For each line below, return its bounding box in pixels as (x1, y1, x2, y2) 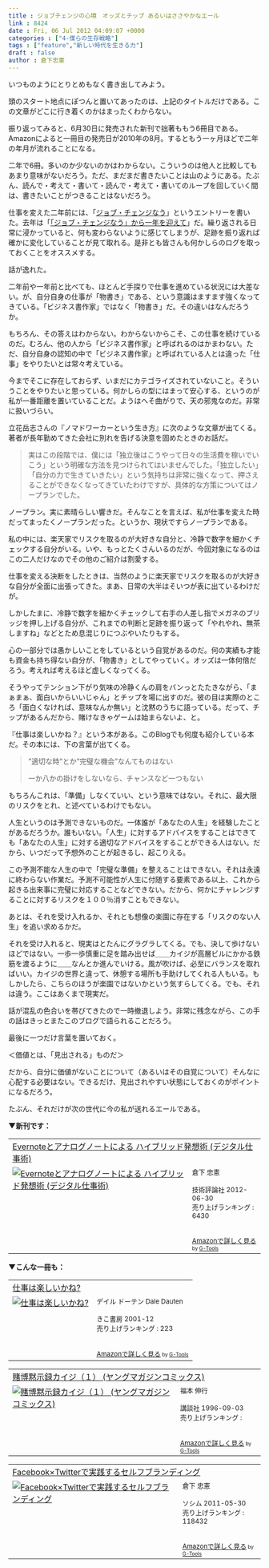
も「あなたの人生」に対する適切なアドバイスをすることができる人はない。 (8, 837, 254, 847)
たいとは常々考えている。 (42, 358, 128, 369)
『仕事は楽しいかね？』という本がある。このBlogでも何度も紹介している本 (8, 729, 255, 739)
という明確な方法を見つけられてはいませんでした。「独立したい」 (49, 460, 259, 470)
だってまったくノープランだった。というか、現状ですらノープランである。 (8, 517, 252, 526)
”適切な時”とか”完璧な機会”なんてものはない (27, 756, 174, 766)
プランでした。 (34, 490, 84, 499)
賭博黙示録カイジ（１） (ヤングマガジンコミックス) (12, 1371, 206, 1382)
